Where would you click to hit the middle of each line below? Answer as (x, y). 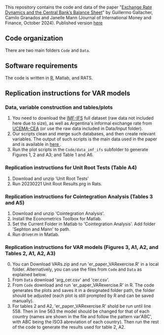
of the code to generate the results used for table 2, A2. (69, 327)
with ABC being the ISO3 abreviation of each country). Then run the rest (85, 322)
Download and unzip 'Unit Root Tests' (50, 178)
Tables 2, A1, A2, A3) (30, 253)
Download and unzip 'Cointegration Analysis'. (58, 213)
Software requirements (41, 66)
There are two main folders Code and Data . (48, 50)
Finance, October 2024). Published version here (54, 23)
